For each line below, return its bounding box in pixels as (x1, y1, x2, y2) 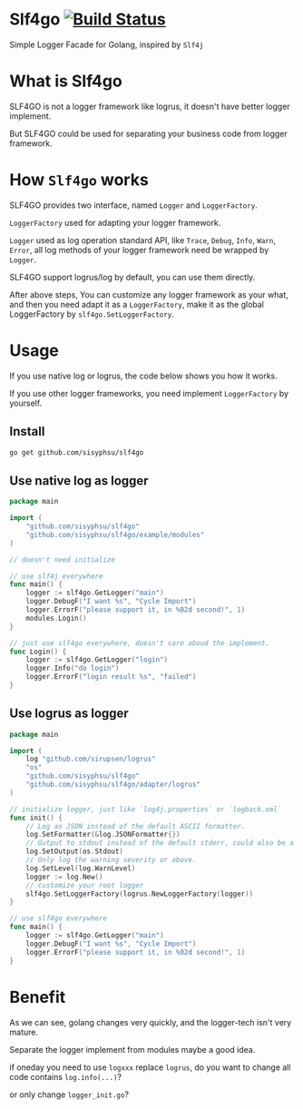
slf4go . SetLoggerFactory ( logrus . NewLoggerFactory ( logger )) (25, 889, 254, 898)
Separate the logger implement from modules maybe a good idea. (9, 1044, 256, 1055)
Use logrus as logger (9, 706, 129, 721)
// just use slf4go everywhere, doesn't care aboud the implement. (9, 638, 270, 648)
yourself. (9, 397, 43, 408)
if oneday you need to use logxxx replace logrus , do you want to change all (9, 1062, 291, 1073)
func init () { (9, 813, 64, 822)
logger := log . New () (25, 872, 103, 881)
